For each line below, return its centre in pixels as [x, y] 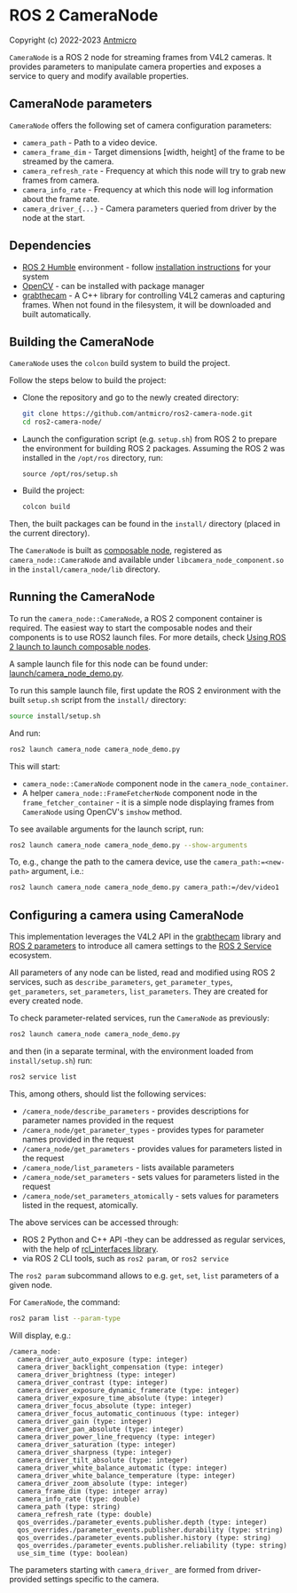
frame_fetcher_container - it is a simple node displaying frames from [148, 802]
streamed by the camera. [68, 161]
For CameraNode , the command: [65, 1302]
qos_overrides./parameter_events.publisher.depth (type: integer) [142, 1522]
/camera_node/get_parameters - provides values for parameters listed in [152, 1148]
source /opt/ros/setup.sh [70, 474]
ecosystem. [31, 956]
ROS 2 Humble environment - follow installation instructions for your [147, 267]
